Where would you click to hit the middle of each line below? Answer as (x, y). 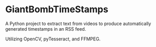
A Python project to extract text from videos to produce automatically (78, 24)
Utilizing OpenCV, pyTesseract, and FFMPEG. (53, 39)
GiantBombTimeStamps (57, 9)
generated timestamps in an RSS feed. (46, 29)
